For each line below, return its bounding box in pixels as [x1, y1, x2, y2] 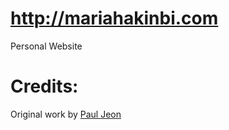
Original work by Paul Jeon [10, 108, 122, 120]
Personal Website [10, 40, 83, 52]
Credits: [10, 75, 79, 98]
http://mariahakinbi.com [10, 7, 219, 30]
